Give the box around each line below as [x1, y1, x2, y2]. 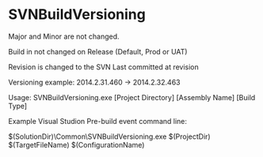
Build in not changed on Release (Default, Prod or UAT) [8, 47, 188, 56]
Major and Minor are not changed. [8, 32, 120, 41]
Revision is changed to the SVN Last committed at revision [8, 62, 200, 72]
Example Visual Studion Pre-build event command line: [8, 116, 188, 125]
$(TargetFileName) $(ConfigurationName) [8, 140, 145, 149]
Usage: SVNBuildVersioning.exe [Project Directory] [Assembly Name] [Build [8, 92, 256, 102]
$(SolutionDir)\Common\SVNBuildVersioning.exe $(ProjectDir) [8, 132, 212, 141]
